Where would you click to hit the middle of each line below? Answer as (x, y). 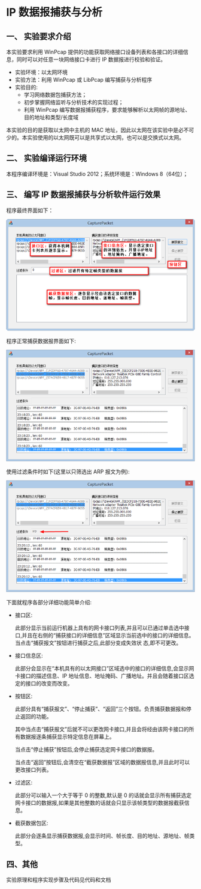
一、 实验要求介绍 (39, 36)
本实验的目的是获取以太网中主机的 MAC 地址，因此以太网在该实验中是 (92, 130)
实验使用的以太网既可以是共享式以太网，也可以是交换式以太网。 (105, 138)
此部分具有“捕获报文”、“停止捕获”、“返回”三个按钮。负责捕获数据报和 (100, 709)
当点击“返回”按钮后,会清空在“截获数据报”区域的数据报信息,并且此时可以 (102, 762)
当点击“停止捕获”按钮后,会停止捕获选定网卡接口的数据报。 (86, 750)
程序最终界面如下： (30, 210)
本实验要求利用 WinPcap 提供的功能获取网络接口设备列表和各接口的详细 (95, 52)
